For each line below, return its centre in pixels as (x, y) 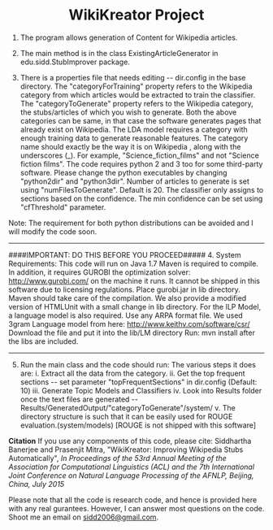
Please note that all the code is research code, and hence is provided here (133, 500)
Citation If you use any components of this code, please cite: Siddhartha (130, 441)
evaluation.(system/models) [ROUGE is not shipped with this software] (138, 425)
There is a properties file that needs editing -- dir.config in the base (133, 77)
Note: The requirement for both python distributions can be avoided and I (131, 223)
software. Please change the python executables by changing (123, 172)
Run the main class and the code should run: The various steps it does (138, 364)
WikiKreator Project (136, 15)
